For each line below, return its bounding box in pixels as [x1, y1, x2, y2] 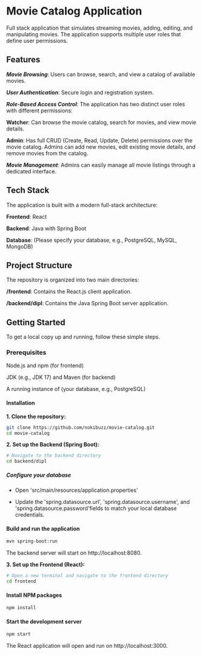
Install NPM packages [6, 591, 62, 599]
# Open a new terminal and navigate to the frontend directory [6, 573, 169, 579]
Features [6, 54, 40, 65]
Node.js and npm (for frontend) [6, 362, 84, 369]
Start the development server [6, 618, 82, 625]
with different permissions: [6, 107, 73, 114]
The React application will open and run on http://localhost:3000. [6, 642, 168, 650]
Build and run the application [6, 524, 80, 532]
